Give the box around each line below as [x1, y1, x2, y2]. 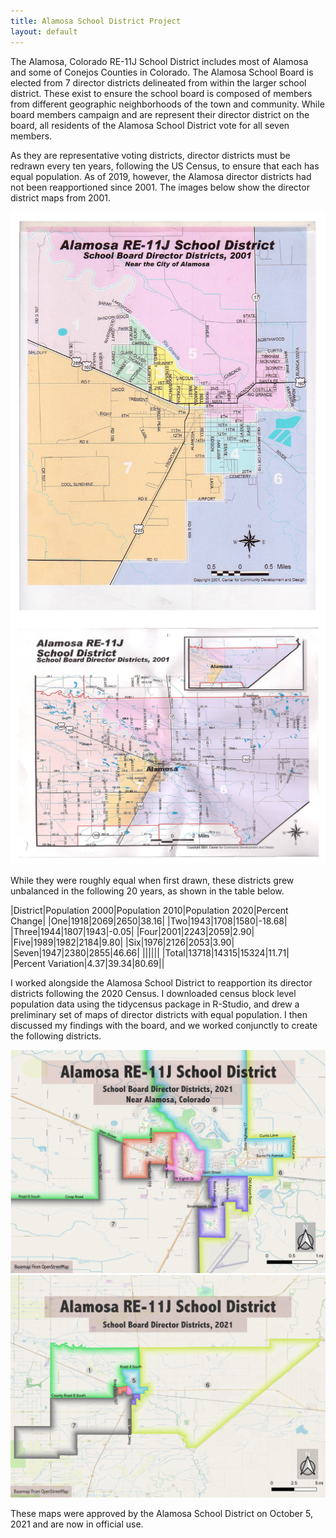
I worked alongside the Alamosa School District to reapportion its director [10, 977, 313, 989]
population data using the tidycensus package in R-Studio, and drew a [10, 998, 300, 1010]
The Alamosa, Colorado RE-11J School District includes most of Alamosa [10, 55, 309, 67]
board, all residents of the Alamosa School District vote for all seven [10, 119, 290, 131]
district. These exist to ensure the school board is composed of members [10, 87, 313, 99]
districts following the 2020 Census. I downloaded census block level [10, 988, 297, 1000]
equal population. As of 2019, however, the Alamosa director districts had [10, 170, 312, 182]
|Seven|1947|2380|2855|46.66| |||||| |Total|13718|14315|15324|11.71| [10, 947, 290, 959]
